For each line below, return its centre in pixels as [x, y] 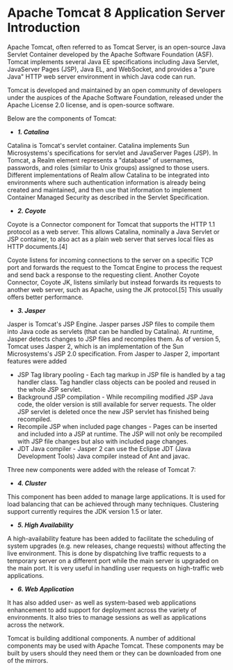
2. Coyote [32, 211]
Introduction [44, 28]
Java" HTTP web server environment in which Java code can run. [102, 76]
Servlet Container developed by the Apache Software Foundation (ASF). [111, 54]
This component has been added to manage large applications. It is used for [116, 496]
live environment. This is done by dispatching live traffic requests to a [107, 553]
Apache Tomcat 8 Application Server [116, 13]
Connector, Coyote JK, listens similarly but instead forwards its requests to [114, 282]
